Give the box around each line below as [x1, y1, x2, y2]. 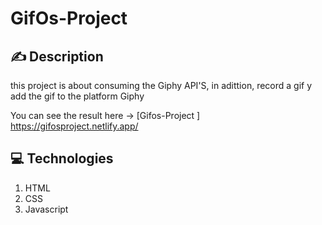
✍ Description [10, 48, 104, 65]
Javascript [24, 203, 69, 215]
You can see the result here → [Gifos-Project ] [10, 110, 201, 121]
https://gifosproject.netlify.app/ [10, 120, 139, 132]
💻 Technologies [10, 150, 114, 167]
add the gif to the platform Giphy [10, 90, 145, 102]
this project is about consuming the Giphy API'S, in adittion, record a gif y [10, 80, 313, 91]
